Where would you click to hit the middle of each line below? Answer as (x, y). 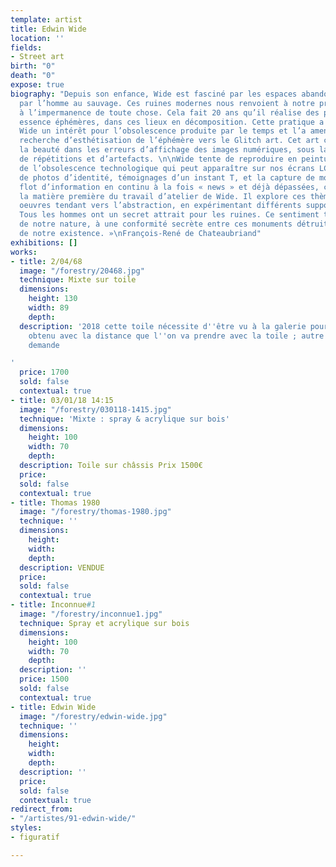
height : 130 (53, 299)
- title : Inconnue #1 (53, 605)
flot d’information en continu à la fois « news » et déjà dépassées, (169, 187)
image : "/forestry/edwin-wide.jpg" (93, 716)
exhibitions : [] (44, 242)
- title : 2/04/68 (46, 261)
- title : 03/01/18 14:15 (62, 400)
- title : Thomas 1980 (55, 502)
